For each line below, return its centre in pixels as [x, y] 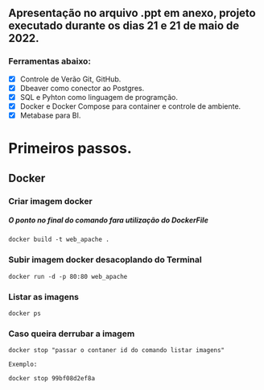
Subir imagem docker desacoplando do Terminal [105, 259]
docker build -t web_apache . [59, 240]
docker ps [25, 313]
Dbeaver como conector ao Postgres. [82, 88]
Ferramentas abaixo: [49, 61]
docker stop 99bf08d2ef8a [52, 379]
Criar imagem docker [50, 201]
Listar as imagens [43, 297]
